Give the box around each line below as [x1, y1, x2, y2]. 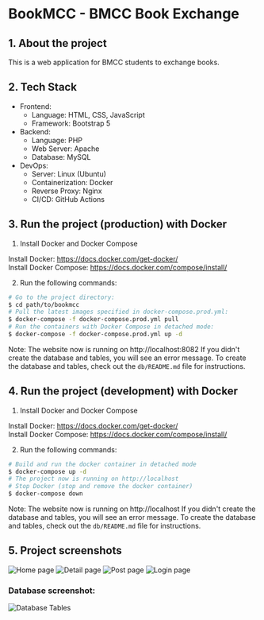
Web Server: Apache [31, 144, 100, 153]
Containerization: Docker [31, 177, 113, 187]
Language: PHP [31, 135, 83, 145]
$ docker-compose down [8, 490, 83, 498]
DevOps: [19, 161, 49, 170]
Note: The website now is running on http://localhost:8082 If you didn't [8, 344, 240, 354]
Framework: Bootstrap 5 [31, 118, 111, 128]
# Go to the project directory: [8, 293, 115, 301]
